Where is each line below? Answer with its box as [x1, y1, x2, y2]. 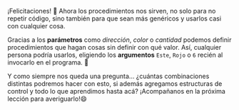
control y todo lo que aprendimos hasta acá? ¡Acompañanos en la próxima [7, 87, 226, 95]
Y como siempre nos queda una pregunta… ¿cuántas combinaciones [7, 72, 210, 80]
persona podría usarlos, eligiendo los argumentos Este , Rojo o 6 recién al [7, 50, 223, 59]
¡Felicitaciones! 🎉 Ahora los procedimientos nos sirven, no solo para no [7, 7, 216, 15]
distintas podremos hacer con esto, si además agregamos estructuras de [7, 79, 223, 88]
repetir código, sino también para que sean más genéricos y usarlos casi [7, 14, 222, 23]
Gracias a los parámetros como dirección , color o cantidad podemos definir [7, 35, 232, 44]
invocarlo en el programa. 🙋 [7, 58, 89, 67]
